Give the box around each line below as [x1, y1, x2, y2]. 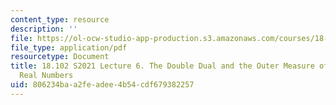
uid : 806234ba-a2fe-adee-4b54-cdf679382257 [10, 80, 195, 90]
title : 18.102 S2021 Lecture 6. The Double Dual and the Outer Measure [10, 61, 315, 71]
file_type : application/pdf [10, 42, 128, 53]
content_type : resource [10, 14, 110, 25]
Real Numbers [19, 71, 74, 81]
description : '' [10, 24, 78, 34]
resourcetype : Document [10, 52, 110, 62]
